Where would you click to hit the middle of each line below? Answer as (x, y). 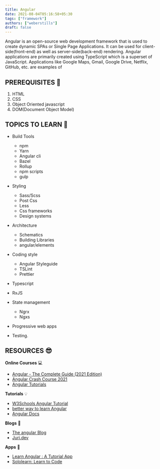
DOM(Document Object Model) (43, 109)
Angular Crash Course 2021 (40, 379)
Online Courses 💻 (24, 363)
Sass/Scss (30, 195)
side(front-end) (20, 52)
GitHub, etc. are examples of (33, 67)
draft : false (18, 28)
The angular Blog (29, 432)
